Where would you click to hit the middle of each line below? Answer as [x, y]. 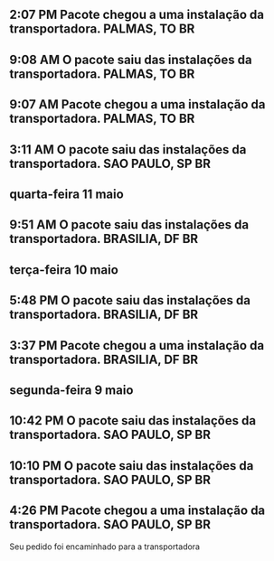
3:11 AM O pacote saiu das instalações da [128, 150]
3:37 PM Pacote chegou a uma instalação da [137, 346]
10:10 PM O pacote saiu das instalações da [132, 466]
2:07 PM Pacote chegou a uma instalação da [137, 15]
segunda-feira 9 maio [71, 390]
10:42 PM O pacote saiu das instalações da [132, 421]
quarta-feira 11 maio [66, 194]
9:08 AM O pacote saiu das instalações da [131, 59]
